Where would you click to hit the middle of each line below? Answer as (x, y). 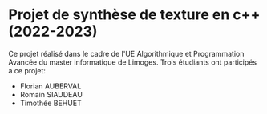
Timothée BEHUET (51, 103)
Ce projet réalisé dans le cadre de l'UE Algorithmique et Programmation (126, 53)
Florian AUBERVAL (51, 86)
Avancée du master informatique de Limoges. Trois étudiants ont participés (133, 62)
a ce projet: (27, 70)
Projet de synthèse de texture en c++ (134, 15)
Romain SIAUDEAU (51, 94)
